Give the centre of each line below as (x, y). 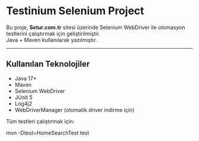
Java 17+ (25, 78)
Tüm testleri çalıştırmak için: (41, 121)
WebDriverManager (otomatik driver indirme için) (75, 110)
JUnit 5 (23, 97)
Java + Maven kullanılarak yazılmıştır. (52, 40)
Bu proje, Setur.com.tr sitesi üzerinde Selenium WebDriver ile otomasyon (96, 27)
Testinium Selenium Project (75, 11)
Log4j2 (23, 103)
